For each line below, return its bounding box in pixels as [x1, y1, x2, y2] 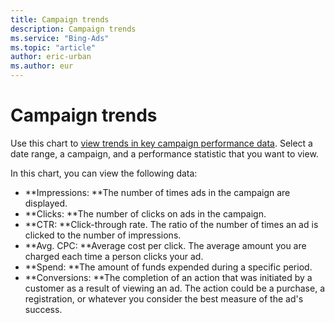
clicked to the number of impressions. [24, 229, 182, 241]
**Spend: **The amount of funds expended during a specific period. [24, 261, 313, 273]
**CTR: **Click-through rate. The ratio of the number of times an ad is [24, 218, 319, 230]
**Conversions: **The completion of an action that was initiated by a [24, 271, 313, 283]
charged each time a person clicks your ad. [24, 250, 204, 262]
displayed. [24, 197, 68, 209]
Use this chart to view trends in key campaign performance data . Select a [10, 137, 313, 149]
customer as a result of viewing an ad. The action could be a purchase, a [24, 282, 326, 294]
